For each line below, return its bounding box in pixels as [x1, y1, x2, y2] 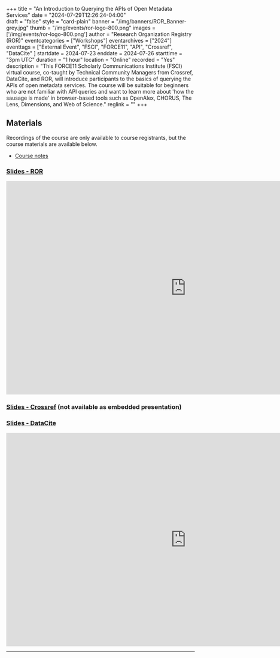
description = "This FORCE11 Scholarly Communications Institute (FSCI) [6, 62, 182, 70]
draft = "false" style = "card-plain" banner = [6, 18, 115, 25]
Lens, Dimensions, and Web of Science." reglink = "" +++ [6, 101, 148, 107]
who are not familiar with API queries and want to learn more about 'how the [6, 88, 194, 95]
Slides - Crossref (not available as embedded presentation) [6, 403, 182, 411]
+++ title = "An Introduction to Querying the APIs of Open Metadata [6, 5, 172, 12]
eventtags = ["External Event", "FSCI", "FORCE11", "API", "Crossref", [6, 43, 173, 50]
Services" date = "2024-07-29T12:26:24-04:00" [6, 11, 126, 19]
